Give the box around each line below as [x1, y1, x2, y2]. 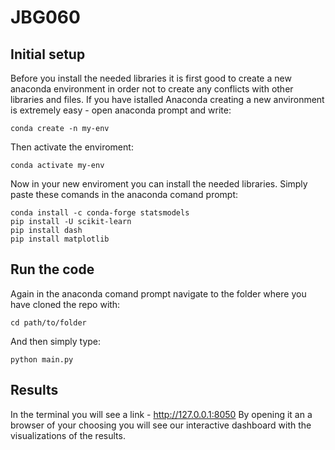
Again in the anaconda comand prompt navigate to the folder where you [10, 287, 307, 300]
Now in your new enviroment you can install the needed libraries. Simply [10, 178, 308, 190]
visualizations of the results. [10, 429, 126, 441]
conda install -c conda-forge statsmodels [10, 208, 190, 218]
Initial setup [10, 46, 86, 63]
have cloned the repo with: [10, 298, 121, 310]
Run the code [10, 261, 95, 278]
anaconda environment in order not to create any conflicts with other [10, 83, 294, 95]
